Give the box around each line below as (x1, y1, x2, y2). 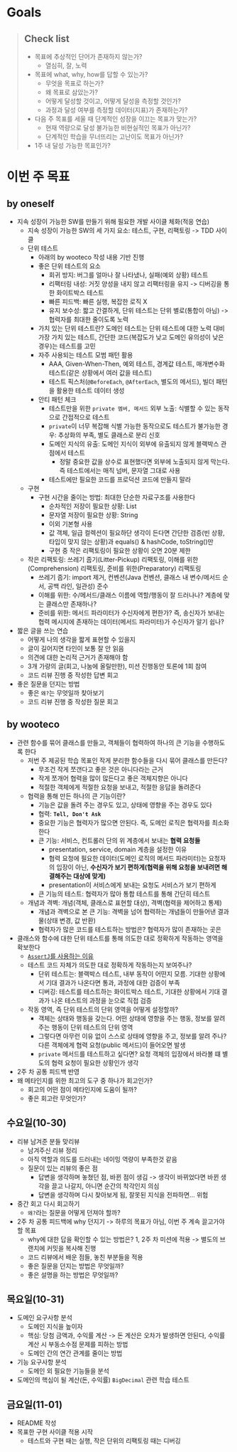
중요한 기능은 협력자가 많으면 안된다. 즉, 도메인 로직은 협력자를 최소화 (38, 818, 230, 827)
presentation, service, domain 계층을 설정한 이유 (48, 844, 187, 854)
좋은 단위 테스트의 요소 (38, 262, 101, 270)
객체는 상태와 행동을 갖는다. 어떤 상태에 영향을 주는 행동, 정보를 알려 (38, 1014, 226, 1022)
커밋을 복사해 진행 (46, 1244, 97, 1252)
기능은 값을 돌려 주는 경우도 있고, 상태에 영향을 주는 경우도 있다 (38, 800, 212, 809)
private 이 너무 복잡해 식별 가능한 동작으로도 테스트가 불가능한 (48, 422, 221, 430)
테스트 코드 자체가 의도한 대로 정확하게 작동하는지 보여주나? (27, 960, 192, 969)
